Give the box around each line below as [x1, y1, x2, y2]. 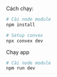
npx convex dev [6, 38, 43, 43]
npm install [6, 22, 35, 28]
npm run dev [6, 65, 35, 71]
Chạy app [6, 48, 29, 55]
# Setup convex [6, 32, 43, 38]
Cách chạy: [6, 5, 34, 12]
